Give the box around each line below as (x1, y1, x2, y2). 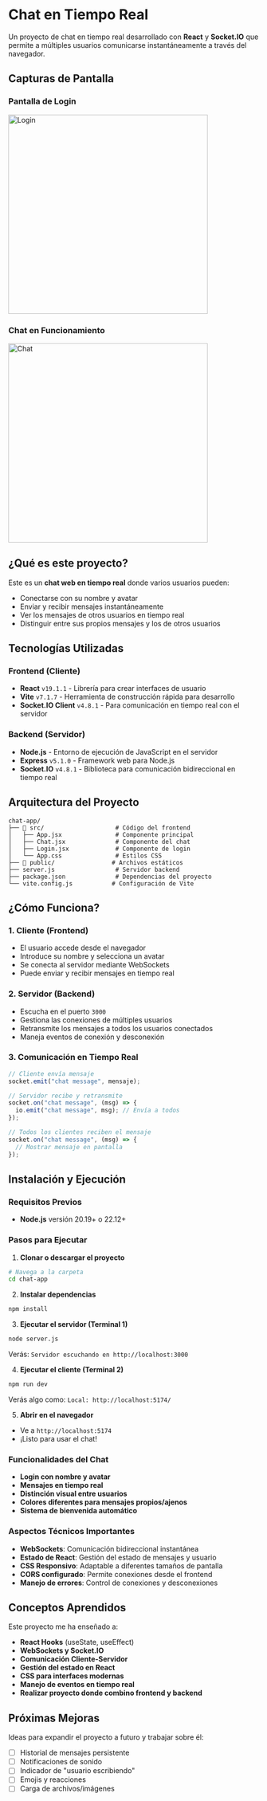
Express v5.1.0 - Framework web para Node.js (19, 755, 175, 765)
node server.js (8, 1335, 59, 1344)
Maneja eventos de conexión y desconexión (19, 1032, 165, 1042)
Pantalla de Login (8, 96, 77, 107)
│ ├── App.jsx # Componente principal (8, 830, 194, 838)
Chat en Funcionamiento (8, 324, 105, 335)
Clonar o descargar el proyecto (19, 1253, 125, 1262)
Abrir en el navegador (19, 1410, 94, 1419)
